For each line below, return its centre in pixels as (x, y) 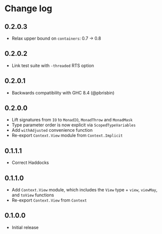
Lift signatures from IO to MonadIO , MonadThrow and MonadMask (72, 120)
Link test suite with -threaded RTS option (53, 65)
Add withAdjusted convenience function (52, 130)
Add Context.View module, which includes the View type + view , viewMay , (84, 190)
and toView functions (33, 195)
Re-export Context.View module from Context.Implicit (67, 136)
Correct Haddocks (30, 163)
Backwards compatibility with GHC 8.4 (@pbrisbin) (63, 93)
